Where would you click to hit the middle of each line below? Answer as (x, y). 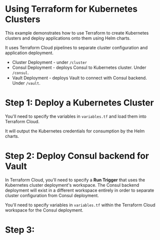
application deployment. (29, 53)
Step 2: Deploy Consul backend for (77, 156)
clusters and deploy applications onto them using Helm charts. (68, 38)
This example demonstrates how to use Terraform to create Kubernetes (77, 33)
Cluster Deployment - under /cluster (50, 62)
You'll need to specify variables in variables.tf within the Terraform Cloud (80, 205)
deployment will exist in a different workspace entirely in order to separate (80, 190)
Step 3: (20, 230)
